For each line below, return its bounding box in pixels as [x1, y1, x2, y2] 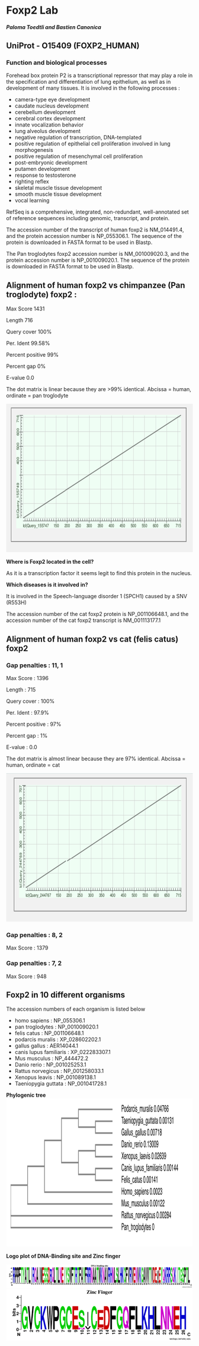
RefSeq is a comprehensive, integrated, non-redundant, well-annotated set [6, 208, 190, 215]
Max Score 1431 [6, 305, 45, 312]
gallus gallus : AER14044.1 [14, 1042, 79, 1049]
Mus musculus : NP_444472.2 [14, 1055, 89, 1062]
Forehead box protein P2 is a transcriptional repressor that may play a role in [6, 72, 193, 79]
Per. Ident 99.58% [6, 339, 50, 347]
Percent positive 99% [6, 351, 59, 358]
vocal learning [14, 197, 50, 204]
